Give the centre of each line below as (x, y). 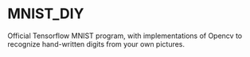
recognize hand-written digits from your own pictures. (96, 44)
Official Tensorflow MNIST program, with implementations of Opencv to (125, 36)
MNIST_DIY (46, 14)
